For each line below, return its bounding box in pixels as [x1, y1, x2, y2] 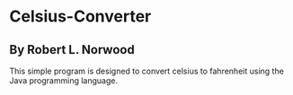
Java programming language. [9, 75, 119, 86]
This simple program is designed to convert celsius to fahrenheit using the [9, 65, 285, 76]
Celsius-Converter [9, 6, 152, 27]
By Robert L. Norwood [9, 42, 135, 57]
